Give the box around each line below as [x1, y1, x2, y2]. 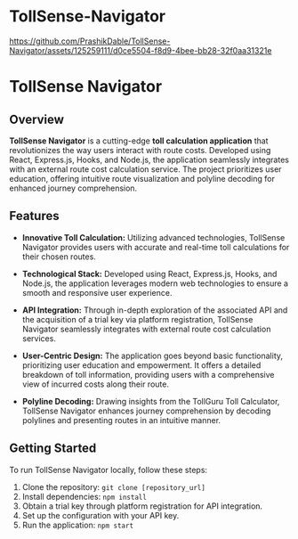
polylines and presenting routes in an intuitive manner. [21, 414, 221, 425]
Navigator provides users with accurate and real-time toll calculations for [21, 241, 290, 252]
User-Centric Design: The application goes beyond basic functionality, [21, 350, 283, 361]
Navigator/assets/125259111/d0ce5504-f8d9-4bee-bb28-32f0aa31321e [9, 45, 272, 55]
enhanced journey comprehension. [9, 183, 138, 193]
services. [21, 332, 56, 344]
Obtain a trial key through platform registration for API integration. [21, 501, 263, 511]
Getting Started [9, 441, 97, 456]
